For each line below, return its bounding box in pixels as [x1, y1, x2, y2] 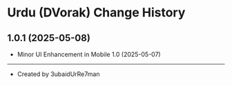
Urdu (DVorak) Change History [7, 5, 186, 21]
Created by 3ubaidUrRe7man [17, 70, 100, 78]
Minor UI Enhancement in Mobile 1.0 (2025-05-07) [17, 50, 161, 58]
